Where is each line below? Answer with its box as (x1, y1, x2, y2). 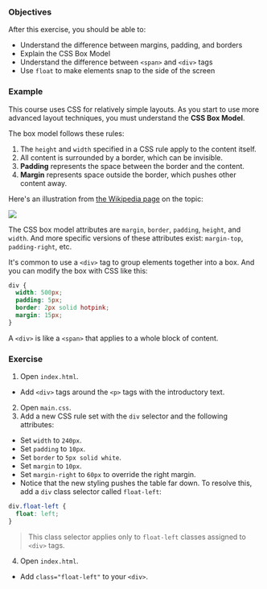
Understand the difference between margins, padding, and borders (19, 40, 243, 50)
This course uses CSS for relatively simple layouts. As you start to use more (8, 104, 260, 114)
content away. (19, 178, 68, 187)
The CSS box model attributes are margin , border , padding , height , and (8, 224, 241, 234)
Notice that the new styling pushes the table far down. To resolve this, (19, 478, 253, 488)
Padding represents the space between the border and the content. (19, 161, 245, 171)
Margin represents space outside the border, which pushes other (19, 170, 236, 179)
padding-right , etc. (8, 241, 72, 251)
